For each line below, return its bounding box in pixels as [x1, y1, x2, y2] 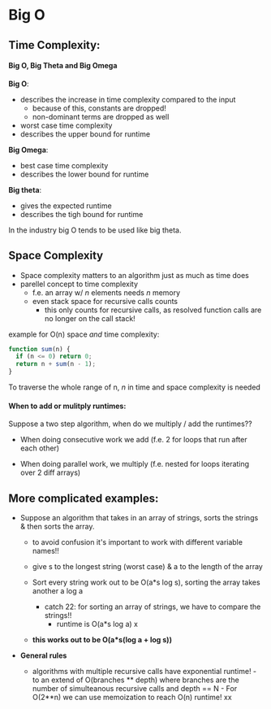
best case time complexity [19, 160, 109, 170]
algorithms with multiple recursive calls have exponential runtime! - [32, 667, 257, 676]
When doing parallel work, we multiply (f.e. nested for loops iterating [19, 459, 250, 469]
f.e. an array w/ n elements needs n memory [32, 287, 181, 298]
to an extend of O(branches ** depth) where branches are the [32, 675, 239, 685]
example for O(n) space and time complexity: [8, 329, 160, 339]
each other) [19, 443, 59, 453]
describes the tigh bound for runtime [19, 209, 144, 219]
